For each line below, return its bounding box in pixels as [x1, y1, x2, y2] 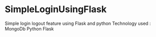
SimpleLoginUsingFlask [5, 4, 107, 15]
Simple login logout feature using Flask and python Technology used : [5, 20, 151, 26]
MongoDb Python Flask [5, 25, 54, 31]
